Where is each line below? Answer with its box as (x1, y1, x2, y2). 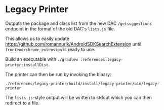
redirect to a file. (5, 100, 39, 106)
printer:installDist (5, 62, 49, 67)
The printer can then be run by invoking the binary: (5, 71, 111, 77)
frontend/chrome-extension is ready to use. (5, 46, 95, 52)
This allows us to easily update (5, 35, 70, 42)
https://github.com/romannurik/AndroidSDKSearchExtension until (5, 41, 142, 47)
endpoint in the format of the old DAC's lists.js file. (5, 25, 115, 31)
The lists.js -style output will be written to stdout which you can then (5, 94, 152, 100)
